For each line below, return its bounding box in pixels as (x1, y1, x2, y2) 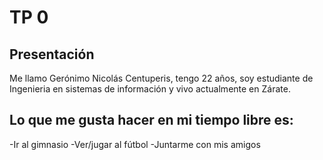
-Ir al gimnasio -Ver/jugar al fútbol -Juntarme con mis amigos (9, 138, 261, 150)
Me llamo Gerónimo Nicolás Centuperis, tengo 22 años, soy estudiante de (9, 72, 314, 84)
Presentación (9, 46, 95, 63)
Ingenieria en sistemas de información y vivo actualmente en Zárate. (9, 83, 291, 95)
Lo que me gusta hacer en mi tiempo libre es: (9, 112, 294, 129)
